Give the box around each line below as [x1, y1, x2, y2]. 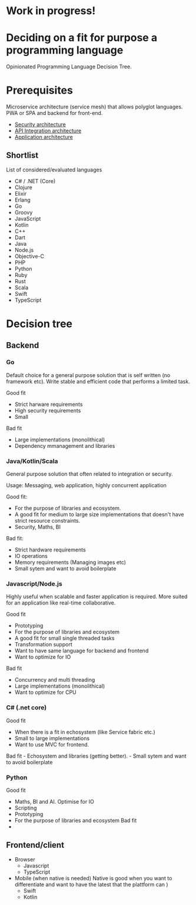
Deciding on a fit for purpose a [6, 31, 158, 45]
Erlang [14, 196, 31, 203]
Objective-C [14, 252, 45, 260]
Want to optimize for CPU [14, 689, 77, 696]
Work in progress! [6, 4, 96, 18]
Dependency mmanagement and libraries [14, 442, 115, 449]
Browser [14, 856, 35, 863]
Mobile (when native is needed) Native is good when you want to [14, 874, 172, 881]
